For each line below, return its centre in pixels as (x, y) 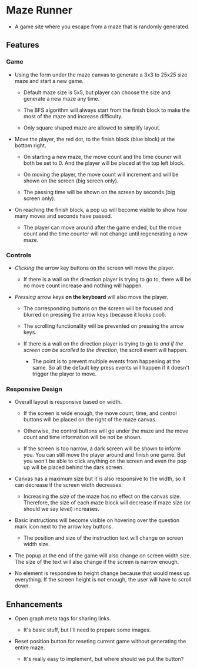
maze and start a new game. (49, 81)
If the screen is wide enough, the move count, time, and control (100, 413)
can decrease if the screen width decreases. (69, 485)
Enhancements (34, 604)
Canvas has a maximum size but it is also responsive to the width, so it (100, 479)
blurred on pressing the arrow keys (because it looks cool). (95, 314)
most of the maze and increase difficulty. (73, 116)
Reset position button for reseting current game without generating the (100, 642)
